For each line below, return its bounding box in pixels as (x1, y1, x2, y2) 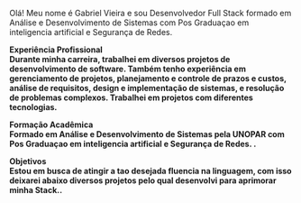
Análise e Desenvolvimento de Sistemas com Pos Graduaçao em (9, 17, 250, 28)
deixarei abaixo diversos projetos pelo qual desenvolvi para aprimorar (9, 175, 277, 186)
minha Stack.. (9, 185, 63, 195)
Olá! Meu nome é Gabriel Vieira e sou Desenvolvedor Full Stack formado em (9, 8, 292, 18)
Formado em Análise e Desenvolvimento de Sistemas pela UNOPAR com (9, 129, 286, 139)
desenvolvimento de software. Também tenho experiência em (9, 63, 246, 74)
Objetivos (9, 156, 47, 166)
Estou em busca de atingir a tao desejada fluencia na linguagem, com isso (9, 166, 292, 176)
